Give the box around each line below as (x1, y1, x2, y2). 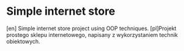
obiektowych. (6, 37, 41, 45)
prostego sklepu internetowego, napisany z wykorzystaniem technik (6, 31, 178, 38)
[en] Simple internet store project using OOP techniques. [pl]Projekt (6, 25, 177, 32)
